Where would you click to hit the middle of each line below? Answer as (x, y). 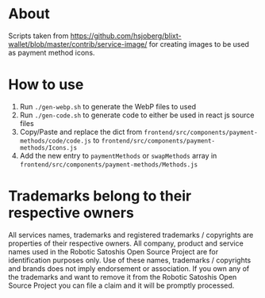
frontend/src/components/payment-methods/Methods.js (109, 164)
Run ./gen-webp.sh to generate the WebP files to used (108, 106)
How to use (46, 85)
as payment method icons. (52, 52)
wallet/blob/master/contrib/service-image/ (78, 44)
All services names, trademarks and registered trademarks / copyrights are (131, 235)
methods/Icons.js (48, 147)
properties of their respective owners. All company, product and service (126, 243)
